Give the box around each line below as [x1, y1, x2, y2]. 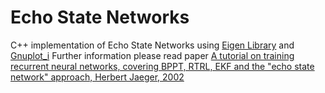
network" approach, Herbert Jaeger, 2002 [10, 71, 185, 83]
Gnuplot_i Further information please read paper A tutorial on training [10, 49, 295, 61]
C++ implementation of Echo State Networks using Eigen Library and [10, 39, 295, 51]
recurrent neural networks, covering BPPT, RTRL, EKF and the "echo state [10, 60, 315, 72]
